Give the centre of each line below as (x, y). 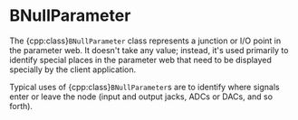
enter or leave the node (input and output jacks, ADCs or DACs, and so (141, 97)
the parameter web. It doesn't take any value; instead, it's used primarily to (149, 50)
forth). (21, 106)
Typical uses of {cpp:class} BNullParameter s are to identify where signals (144, 87)
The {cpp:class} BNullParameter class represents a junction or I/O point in (145, 41)
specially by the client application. (73, 69)
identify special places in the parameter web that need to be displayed (140, 60)
